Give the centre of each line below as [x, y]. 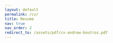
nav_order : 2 [18, 28]
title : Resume [19, 19]
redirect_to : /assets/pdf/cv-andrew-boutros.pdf [56, 33]
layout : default [21, 10]
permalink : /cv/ [21, 14]
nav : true [15, 23]
